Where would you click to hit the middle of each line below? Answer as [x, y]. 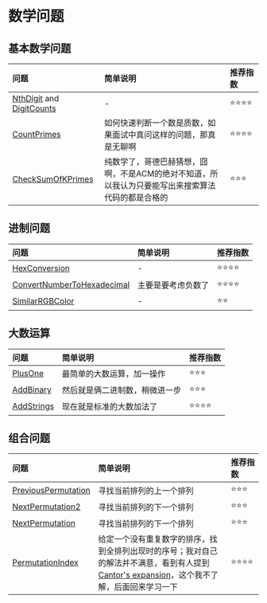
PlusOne [28, 374]
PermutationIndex [45, 562]
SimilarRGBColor [43, 301]
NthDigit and [36, 98]
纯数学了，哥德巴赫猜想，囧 [156, 162]
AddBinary [32, 390]
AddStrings [33, 406]
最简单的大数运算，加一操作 [113, 374]
